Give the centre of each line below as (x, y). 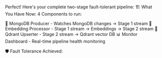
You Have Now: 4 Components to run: (44, 14)
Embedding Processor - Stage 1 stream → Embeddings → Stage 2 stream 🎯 (81, 29)
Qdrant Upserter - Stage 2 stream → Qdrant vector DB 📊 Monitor (71, 34)
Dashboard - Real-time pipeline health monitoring (55, 41)
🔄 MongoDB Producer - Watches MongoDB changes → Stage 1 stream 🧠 (79, 23)
